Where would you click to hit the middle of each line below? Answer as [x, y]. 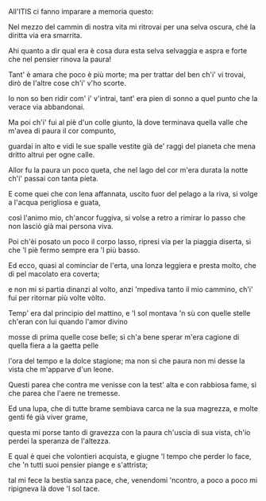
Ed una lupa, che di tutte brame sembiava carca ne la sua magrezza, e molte [133, 408]
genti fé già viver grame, [48, 417]
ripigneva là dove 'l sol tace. [54, 489]
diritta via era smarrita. [45, 35]
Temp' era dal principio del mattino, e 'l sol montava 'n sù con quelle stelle [129, 313]
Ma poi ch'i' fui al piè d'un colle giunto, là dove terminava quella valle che [128, 122]
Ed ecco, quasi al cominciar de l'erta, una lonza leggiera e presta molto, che [132, 265]
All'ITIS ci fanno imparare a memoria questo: [81, 12]
